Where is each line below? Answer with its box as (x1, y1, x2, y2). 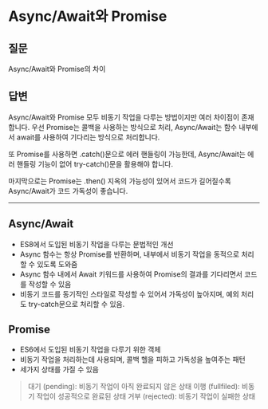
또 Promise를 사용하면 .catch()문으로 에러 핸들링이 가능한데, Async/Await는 (8, 149, 246, 159)
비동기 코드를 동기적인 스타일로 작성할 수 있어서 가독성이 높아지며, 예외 (19, 289, 239, 299)
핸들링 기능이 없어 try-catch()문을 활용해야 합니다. (16, 159, 174, 168)
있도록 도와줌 (37, 259, 78, 269)
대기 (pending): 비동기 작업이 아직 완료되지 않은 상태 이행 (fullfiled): (27, 382, 241, 391)
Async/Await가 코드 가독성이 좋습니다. (8, 186, 128, 195)
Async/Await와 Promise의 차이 (8, 65, 106, 73)
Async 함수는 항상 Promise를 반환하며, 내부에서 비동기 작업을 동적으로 (19, 249, 240, 259)
